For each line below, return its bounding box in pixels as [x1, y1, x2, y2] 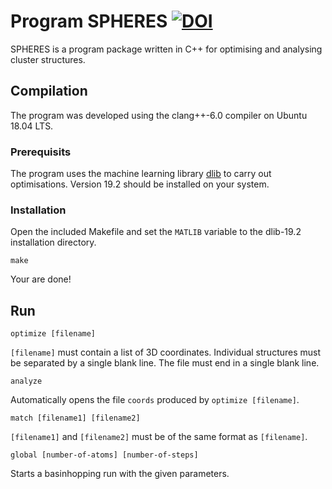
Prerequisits [10, 145, 72, 159]
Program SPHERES [10, 10, 168, 33]
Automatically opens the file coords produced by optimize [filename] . [10, 394, 300, 406]
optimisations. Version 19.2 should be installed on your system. [10, 178, 270, 190]
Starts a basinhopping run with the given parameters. [10, 468, 230, 480]
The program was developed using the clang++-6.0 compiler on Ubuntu [10, 109, 308, 121]
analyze [10, 376, 43, 387]
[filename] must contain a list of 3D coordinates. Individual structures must [10, 346, 322, 359]
